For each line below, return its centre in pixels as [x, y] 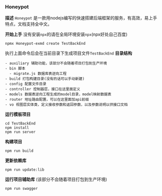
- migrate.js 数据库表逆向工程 [38, 74]
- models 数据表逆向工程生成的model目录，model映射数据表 [58, 94]
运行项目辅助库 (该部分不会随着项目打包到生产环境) [56, 179]
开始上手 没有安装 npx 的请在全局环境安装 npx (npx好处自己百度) [66, 35]
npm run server [20, 132]
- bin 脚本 [15, 69]
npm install [17, 128]
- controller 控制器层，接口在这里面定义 [43, 89]
